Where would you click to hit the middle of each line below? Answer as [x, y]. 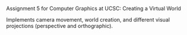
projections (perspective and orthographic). [60, 26]
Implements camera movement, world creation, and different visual [88, 20]
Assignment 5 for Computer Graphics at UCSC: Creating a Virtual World [93, 8]
